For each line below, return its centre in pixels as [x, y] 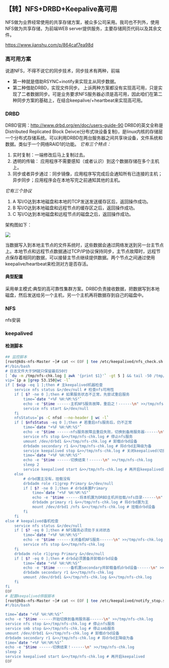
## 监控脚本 [16, 357]
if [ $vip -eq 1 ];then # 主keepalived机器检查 [54, 385]
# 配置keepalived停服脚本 [30, 596]
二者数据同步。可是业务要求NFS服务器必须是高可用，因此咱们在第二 [92, 94]
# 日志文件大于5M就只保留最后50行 [36, 371]
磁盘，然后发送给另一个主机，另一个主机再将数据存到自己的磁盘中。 [76, 295]
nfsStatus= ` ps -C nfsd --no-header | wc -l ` [62, 418]
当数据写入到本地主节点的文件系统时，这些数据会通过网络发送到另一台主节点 [84, 245]
